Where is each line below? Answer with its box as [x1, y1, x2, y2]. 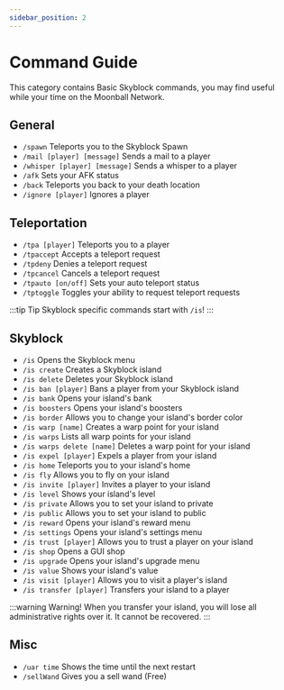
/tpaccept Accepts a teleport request [22, 249, 160, 259]
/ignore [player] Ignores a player [22, 189, 151, 200]
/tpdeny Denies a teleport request [22, 259, 148, 269]
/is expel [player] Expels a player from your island [22, 450, 217, 460]
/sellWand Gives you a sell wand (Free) [22, 670, 167, 681]
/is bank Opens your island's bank [22, 393, 152, 404]
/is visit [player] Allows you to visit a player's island [22, 575, 228, 586]
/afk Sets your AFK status [22, 170, 120, 181]
